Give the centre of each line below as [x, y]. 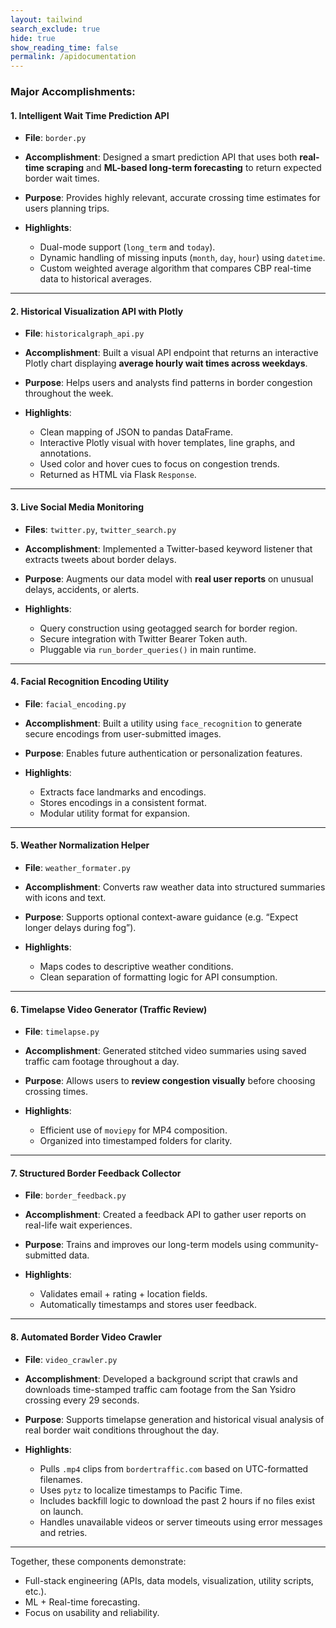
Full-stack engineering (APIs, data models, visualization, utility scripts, [169, 1580]
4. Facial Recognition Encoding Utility [90, 682]
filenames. [61, 1479]
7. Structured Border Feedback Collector [96, 1173]
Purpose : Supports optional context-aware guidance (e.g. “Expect [161, 917]
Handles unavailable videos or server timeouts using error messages [181, 1522]
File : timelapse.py [62, 1032]
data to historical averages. [95, 279]
